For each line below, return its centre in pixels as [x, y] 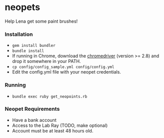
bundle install [28, 51]
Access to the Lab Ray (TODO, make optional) [60, 125]
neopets [23, 7]
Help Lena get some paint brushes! [41, 21]
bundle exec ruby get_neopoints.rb [50, 96]
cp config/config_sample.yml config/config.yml [63, 67]
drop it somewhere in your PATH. [47, 61]
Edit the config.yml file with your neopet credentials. [67, 72]
